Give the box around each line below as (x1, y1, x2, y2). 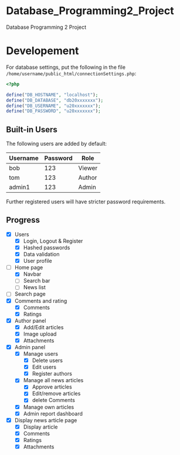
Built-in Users (6, 125, 57, 135)
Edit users (32, 363, 57, 371)
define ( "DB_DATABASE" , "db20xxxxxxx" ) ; (6, 97, 104, 103)
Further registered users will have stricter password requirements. (6, 198, 166, 205)
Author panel (14, 317, 46, 324)
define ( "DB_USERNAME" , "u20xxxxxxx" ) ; (6, 103, 101, 109)
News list (23, 284, 46, 291)
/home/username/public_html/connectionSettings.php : (6, 69, 137, 77)
